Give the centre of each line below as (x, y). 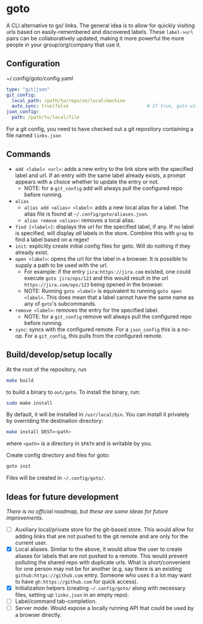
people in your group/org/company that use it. (64, 45)
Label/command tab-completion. (56, 601)
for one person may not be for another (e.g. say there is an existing (98, 569)
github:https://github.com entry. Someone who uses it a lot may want (103, 575)
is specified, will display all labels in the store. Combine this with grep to (104, 233)
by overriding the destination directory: (55, 421)
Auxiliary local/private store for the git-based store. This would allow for (105, 529)
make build (20, 380)
